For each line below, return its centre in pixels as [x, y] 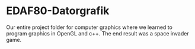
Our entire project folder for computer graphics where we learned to [89, 27]
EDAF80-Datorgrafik [58, 11]
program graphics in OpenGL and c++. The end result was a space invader [97, 33]
